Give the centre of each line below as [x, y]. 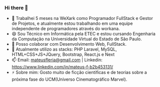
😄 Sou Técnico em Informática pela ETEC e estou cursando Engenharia [84, 34]
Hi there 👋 [17, 8]
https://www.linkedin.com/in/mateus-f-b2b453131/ [62, 67]
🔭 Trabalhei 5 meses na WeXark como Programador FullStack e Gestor [82, 18]
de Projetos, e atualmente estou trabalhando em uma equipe [72, 23]
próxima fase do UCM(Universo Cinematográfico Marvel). [69, 79]
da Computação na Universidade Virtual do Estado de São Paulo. [77, 39]
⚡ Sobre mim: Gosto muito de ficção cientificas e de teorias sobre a [79, 72]
